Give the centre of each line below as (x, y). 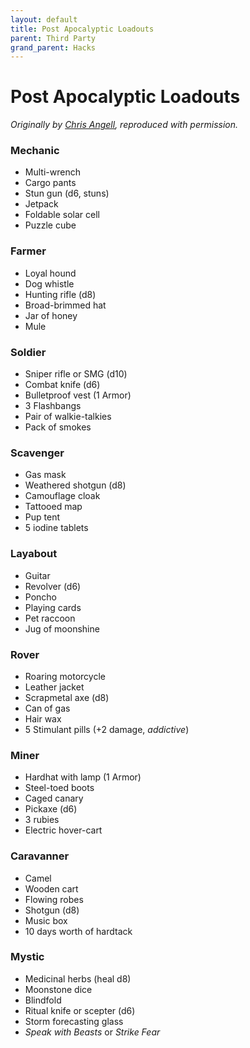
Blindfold (43, 1000)
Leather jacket (54, 687)
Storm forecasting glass (74, 1021)
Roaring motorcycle (65, 676)
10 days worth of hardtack (78, 931)
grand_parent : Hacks (53, 47)
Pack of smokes (58, 427)
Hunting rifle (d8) (60, 294)
